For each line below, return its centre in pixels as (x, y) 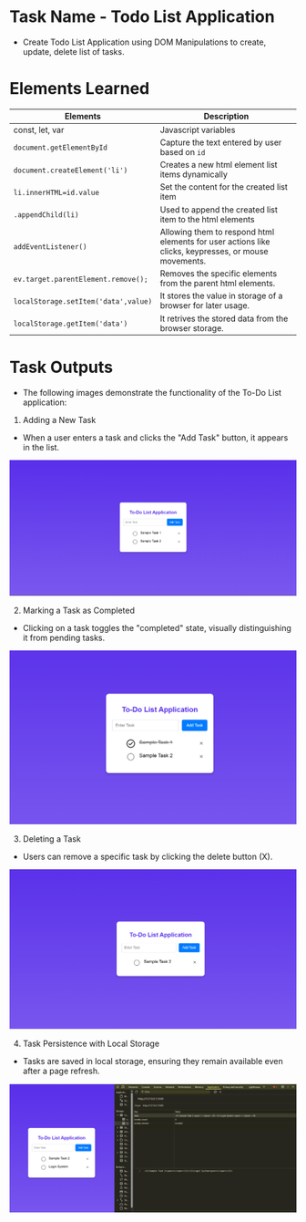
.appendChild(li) (46, 215)
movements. (183, 261)
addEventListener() (50, 247)
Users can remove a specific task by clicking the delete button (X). (148, 857)
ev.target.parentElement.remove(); (81, 279)
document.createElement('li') (71, 171)
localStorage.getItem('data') (71, 324)
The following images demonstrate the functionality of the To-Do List (152, 393)
